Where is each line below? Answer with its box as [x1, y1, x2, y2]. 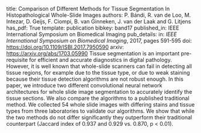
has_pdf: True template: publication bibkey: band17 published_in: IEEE [6, 24, 179, 31]
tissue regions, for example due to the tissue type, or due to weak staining [6, 69, 190, 76]
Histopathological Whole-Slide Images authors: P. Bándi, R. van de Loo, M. [6, 11, 191, 19]
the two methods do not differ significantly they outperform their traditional [6, 114, 193, 121]
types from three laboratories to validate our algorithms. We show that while [6, 108, 195, 114]
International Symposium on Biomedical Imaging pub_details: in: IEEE [6, 31, 178, 38]
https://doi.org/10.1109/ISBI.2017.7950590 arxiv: [6, 43, 125, 51]
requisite [6, 57, 28, 63]
